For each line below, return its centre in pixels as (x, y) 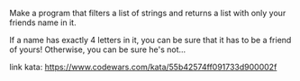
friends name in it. (43, 22)
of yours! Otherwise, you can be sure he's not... (98, 49)
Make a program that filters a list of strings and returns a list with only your (148, 13)
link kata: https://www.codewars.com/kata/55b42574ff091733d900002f (143, 67)
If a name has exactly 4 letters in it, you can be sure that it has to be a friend (150, 40)
